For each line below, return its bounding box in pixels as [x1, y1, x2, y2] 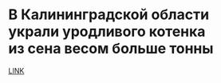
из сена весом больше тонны [8, 40, 214, 57]
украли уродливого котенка [8, 22, 206, 41]
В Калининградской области [8, 6, 210, 24]
